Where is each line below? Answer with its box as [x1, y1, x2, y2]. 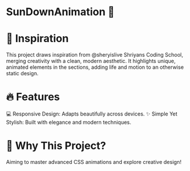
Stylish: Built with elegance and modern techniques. [6, 119, 132, 126]
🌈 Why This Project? [6, 139, 106, 152]
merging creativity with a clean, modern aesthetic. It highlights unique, [6, 58, 176, 65]
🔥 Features [6, 90, 60, 104]
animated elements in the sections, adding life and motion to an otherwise [6, 64, 184, 71]
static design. [6, 70, 39, 77]
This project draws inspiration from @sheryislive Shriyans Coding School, [6, 51, 184, 58]
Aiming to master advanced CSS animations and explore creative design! [6, 159, 182, 165]
